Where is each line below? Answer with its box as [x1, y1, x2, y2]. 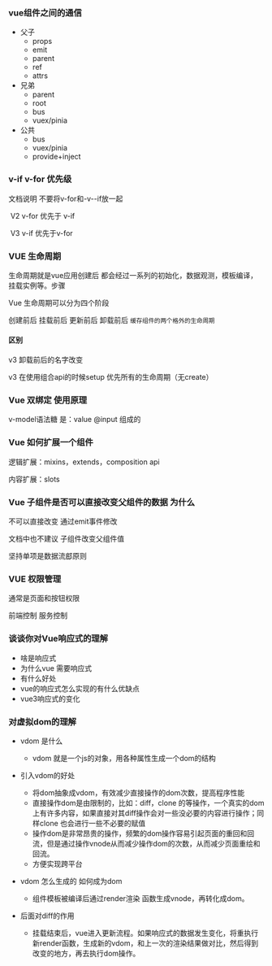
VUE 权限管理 [8, 573, 62, 585]
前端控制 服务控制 [8, 611, 67, 620]
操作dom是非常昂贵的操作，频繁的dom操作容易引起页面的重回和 [32, 828, 248, 838]
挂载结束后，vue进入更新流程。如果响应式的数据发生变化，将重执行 [32, 928, 258, 938]
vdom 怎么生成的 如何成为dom [19, 876, 123, 885]
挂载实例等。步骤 [8, 281, 66, 290]
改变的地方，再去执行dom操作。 [32, 948, 140, 958]
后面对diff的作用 [19, 911, 75, 920]
